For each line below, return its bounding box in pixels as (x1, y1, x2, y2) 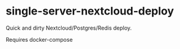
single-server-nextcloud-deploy (6, 4, 174, 18)
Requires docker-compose (6, 36, 73, 43)
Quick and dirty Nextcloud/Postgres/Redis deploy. (6, 24, 132, 31)
